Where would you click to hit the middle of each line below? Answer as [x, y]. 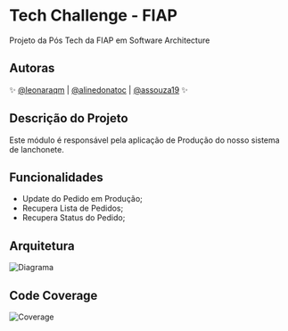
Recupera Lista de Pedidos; [73, 208]
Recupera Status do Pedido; [74, 218]
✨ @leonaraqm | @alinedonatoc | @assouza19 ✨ [99, 89]
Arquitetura [42, 246]
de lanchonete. [37, 149]
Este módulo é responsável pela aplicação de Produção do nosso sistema [144, 140]
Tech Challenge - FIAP [94, 16]
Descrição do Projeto [69, 118]
